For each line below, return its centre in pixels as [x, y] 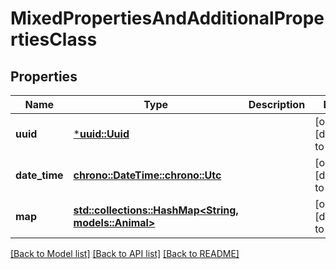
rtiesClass [54, 39]
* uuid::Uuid [101, 134]
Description [277, 104]
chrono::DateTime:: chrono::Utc [147, 175]
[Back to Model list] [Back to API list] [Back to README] [125, 253]
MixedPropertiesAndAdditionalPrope [167, 18]
